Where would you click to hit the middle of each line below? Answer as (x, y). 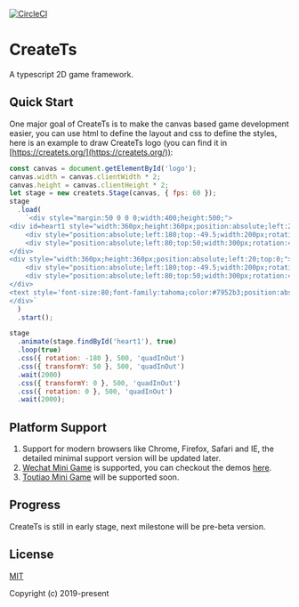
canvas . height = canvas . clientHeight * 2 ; (89, 185)
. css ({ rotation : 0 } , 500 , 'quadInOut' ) (95, 392)
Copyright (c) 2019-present (59, 593)
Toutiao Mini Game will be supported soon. (101, 477)
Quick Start (41, 102)
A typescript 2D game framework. (72, 74)
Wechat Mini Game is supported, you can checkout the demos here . (147, 468)
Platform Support (58, 427)
